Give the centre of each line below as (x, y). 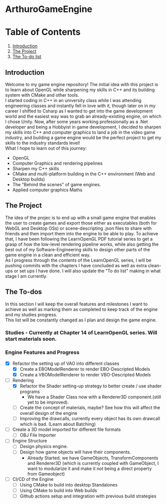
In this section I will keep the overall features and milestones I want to (77, 304)
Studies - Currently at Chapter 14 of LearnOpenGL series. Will (81, 333)
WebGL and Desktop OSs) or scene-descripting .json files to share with (79, 228)
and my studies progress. (31, 314)
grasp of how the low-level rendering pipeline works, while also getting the (82, 244)
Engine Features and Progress (42, 352)
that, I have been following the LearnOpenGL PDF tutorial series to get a (79, 239)
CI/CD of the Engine (33, 479)
